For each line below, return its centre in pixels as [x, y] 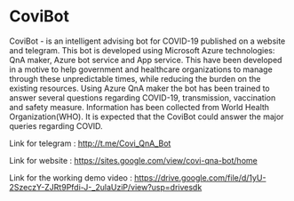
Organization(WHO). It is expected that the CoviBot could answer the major [147, 117]
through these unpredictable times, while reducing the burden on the [135, 78]
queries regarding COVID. [56, 125]
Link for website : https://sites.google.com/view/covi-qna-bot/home [133, 160]
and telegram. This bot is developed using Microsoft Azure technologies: [142, 50]
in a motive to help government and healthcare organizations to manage [141, 69]
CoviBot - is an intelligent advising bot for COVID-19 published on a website [147, 41]
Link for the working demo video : [71, 177]
